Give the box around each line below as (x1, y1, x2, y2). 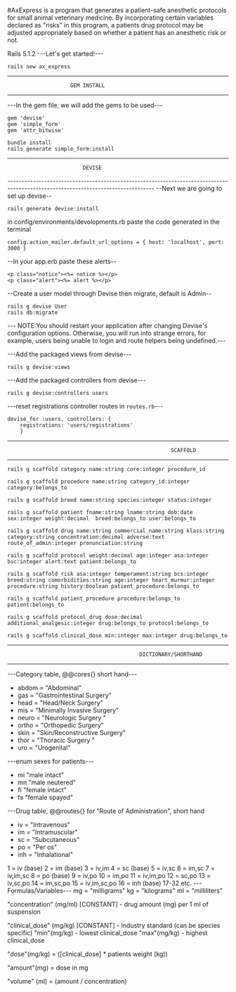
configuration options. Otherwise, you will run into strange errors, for (7, 329, 206, 337)
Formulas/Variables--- (7, 886, 72, 895)
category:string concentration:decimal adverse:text (7, 534, 165, 541)
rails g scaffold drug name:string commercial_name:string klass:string (7, 527, 225, 534)
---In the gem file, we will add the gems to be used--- (7, 101, 163, 109)
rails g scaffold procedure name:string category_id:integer (7, 478, 190, 485)
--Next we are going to (155, 184, 223, 192)
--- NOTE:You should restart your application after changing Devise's (7, 322, 208, 329)
